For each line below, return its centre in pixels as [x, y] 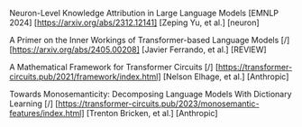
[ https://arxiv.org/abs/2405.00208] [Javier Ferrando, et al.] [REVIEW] [138, 50]
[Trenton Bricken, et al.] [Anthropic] [152, 113]
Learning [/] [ [34, 104]
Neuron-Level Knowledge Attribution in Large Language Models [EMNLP [144, 13]
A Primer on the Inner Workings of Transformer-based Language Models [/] [150, 40]
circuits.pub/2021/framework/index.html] [85, 77]
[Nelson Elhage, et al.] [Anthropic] [226, 77]
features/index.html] [47, 113]
